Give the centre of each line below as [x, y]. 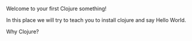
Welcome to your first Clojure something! [56, 9]
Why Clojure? [23, 31]
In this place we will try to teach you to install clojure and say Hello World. [96, 20]
